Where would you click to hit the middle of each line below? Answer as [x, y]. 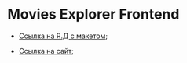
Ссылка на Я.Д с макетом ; [63, 36]
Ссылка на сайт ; [46, 51]
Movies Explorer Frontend [93, 14]
